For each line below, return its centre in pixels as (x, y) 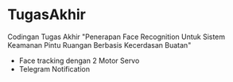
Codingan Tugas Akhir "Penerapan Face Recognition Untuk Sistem (116, 37)
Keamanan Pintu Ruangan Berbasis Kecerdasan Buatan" (99, 45)
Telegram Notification (54, 68)
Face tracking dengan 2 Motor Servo (79, 61)
